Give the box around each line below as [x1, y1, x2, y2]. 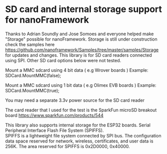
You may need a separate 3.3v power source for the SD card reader [5, 97, 145, 103]
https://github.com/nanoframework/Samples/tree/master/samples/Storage [5, 47, 159, 53]
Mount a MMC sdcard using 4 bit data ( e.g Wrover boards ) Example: [5, 67, 148, 73]
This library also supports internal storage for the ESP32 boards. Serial [5, 122, 151, 128]
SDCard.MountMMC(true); [5, 87, 60, 93]
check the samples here [5, 41, 55, 47]
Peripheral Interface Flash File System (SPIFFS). [5, 127, 104, 133]
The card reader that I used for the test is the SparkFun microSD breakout [5, 107, 157, 113]
